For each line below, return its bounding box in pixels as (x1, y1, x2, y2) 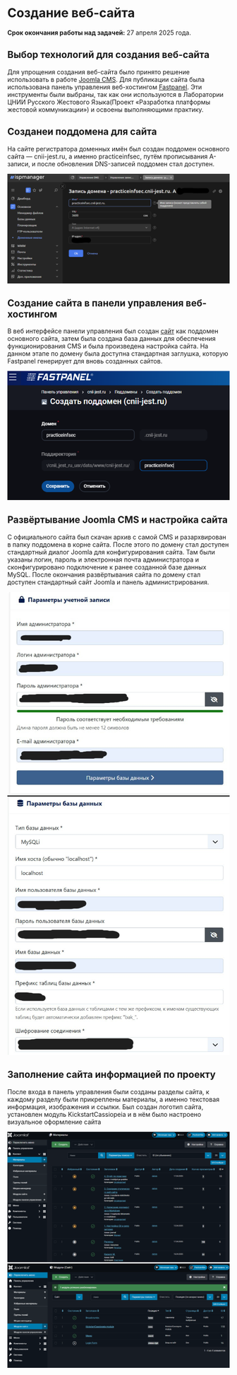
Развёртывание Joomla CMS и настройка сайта (7, 514, 228, 526)
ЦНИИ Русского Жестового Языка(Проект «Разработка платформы (7, 98, 211, 106)
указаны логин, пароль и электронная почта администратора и (7, 555, 200, 564)
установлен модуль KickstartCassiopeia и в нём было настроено (7, 1110, 202, 1118)
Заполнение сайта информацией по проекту (7, 1069, 217, 1081)
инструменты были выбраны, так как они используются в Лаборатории (7, 90, 224, 98)
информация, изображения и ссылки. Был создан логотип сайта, (7, 1102, 204, 1111)
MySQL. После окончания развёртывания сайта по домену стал (7, 570, 201, 579)
